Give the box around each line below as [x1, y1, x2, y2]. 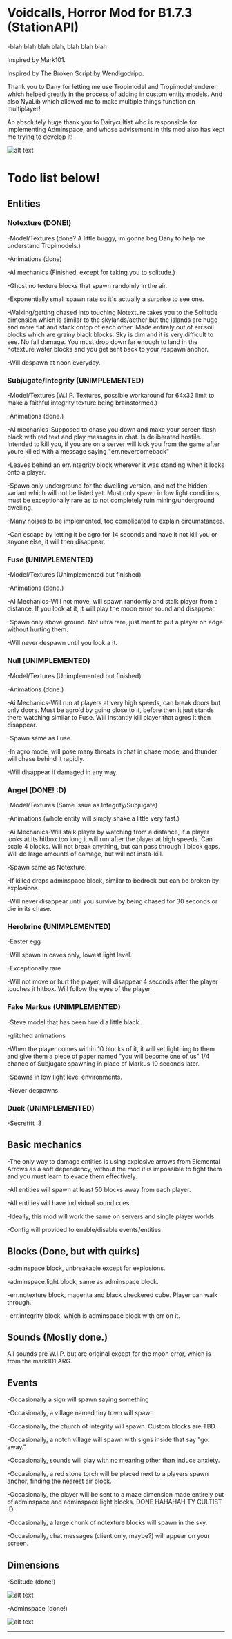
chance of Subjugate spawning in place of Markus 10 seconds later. [7, 1059, 200, 1068]
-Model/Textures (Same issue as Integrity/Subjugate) [7, 801, 158, 809]
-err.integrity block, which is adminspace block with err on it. [7, 1311, 181, 1320]
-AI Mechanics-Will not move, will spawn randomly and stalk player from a [7, 597, 219, 606]
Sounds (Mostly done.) [7, 1331, 108, 1343]
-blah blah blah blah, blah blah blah [7, 42, 107, 50]
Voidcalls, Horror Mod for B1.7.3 [7, 5, 193, 21]
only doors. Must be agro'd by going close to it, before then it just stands [7, 706, 214, 714]
